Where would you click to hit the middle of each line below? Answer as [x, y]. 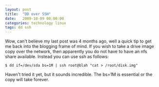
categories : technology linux [36, 23]
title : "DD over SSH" [28, 14]
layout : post [18, 9]
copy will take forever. [27, 80]
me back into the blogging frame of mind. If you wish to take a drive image [79, 46]
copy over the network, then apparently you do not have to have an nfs [76, 52]
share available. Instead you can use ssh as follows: [57, 57]
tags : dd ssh [18, 28]
